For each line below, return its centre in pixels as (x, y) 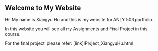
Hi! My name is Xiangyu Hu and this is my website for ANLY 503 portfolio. (79, 19)
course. (13, 34)
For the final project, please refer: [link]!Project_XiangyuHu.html (69, 43)
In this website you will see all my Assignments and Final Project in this (76, 29)
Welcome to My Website (43, 8)
